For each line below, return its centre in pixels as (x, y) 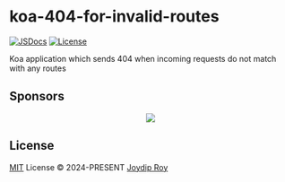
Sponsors (37, 96)
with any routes (38, 68)
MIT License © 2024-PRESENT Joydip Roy (89, 167)
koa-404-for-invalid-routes (114, 17)
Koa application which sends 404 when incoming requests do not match (143, 58)
